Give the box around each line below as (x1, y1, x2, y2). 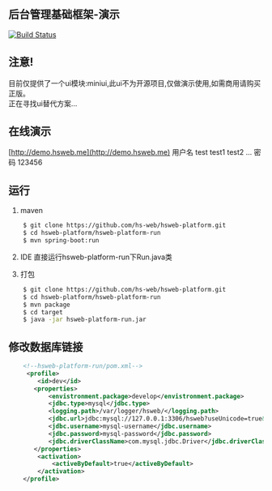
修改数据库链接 (8, 339, 83, 354)
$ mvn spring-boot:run (23, 237, 100, 245)
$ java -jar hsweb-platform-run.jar (23, 315, 147, 324)
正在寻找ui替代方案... (8, 98, 78, 108)
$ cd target (23, 308, 63, 316)
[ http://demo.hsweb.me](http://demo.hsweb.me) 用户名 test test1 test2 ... (8, 147, 253, 157)
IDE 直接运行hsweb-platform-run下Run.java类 (19, 252, 172, 262)
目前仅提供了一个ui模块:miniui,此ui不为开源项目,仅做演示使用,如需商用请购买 (8, 78, 261, 88)
